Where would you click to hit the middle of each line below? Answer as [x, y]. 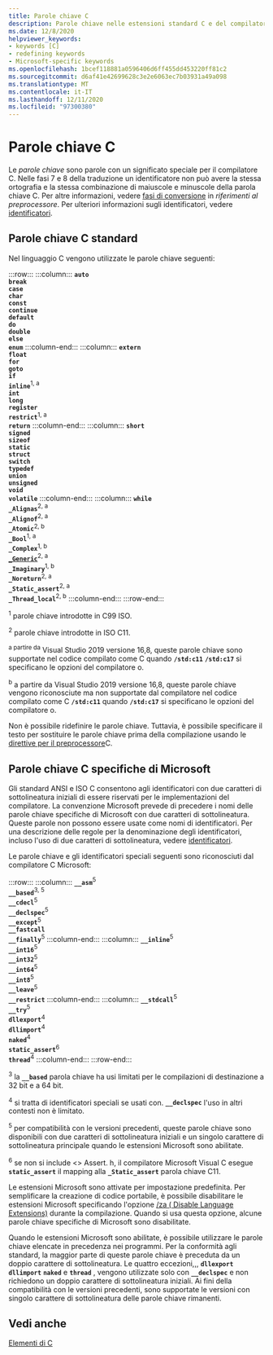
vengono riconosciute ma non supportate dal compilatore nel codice [123, 693]
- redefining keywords [47, 54]
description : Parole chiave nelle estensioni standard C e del [118, 24]
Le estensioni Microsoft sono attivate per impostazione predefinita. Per [127, 1187]
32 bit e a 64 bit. [36, 1085]
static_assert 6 [34, 1049]
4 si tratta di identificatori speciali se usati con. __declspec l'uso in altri [126, 1102]
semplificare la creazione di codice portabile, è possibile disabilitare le [126, 1195]
